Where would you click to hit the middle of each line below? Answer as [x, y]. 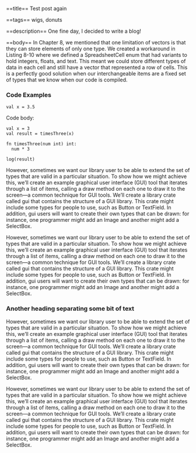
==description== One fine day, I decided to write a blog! [73, 31]
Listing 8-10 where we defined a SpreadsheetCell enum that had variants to [97, 55]
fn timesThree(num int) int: [41, 144]
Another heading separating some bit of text [70, 308]
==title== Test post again [36, 8]
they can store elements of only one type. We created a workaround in [91, 49]
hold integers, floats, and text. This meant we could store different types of [96, 61]
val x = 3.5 [20, 107]
